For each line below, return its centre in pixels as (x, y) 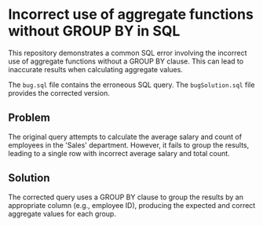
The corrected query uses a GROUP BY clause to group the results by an (126, 197)
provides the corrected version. (59, 93)
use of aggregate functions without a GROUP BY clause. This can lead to (126, 61)
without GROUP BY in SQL (94, 31)
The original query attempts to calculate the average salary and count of (125, 137)
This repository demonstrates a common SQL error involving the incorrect (128, 53)
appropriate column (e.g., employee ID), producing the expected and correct (132, 205)
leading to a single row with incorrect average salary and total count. (119, 153)
